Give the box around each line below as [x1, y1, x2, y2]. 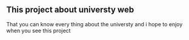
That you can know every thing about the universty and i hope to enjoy [6, 20, 183, 27]
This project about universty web [6, 5, 134, 15]
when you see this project [6, 27, 71, 34]
